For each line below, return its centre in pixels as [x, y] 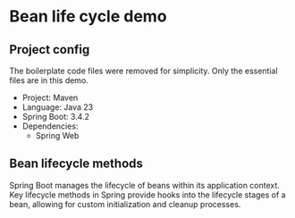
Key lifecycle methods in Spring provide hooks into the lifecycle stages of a [147, 195]
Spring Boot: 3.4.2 [55, 117]
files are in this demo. [49, 80]
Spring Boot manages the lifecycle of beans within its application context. [144, 185]
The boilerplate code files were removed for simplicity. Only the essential [144, 71]
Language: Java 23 [58, 107]
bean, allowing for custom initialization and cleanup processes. [125, 204]
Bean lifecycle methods [76, 164]
